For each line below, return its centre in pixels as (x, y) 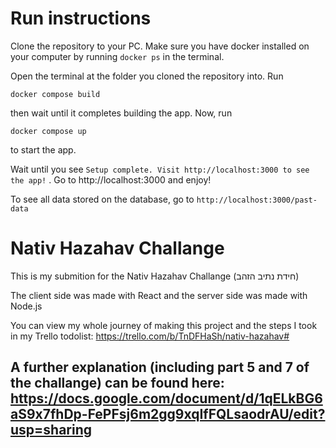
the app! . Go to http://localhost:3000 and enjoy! (111, 179)
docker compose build (55, 94)
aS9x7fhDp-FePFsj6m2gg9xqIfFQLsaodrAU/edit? (168, 414)
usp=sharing (51, 430)
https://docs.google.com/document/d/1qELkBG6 (166, 398)
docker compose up (48, 131)
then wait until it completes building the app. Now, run (121, 113)
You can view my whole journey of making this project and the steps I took (164, 325)
